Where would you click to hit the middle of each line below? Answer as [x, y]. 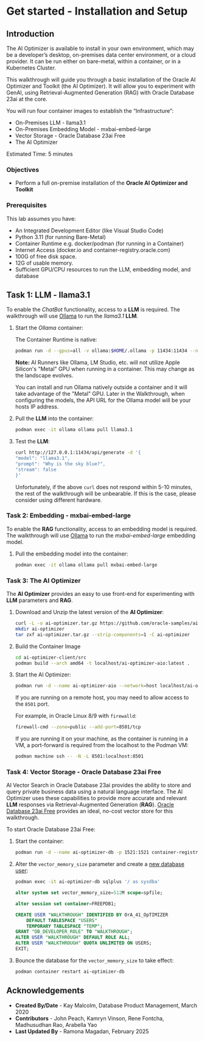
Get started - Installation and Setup [97, 11]
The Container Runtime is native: [56, 340]
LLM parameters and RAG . [40, 600]
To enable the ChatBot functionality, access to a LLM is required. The [93, 310]
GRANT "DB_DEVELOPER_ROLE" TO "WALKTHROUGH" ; [74, 932]
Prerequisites [26, 206]
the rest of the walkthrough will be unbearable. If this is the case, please [106, 493]
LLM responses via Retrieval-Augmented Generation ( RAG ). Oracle [90, 805]
